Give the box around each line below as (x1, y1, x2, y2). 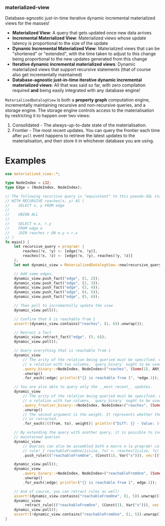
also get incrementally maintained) (12, 72, 82, 78)
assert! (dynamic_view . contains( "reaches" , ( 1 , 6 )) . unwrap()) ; (14, 321, 144, 326)
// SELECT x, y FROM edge (5, 203, 65, 208)
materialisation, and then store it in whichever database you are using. (12, 138, 154, 144)
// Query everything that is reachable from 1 (14, 348, 111, 353)
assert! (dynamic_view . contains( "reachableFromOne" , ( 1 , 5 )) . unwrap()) (14, 493, 162, 498)
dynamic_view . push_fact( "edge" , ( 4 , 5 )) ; (14, 290, 100, 295)
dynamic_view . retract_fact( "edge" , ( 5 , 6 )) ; (14, 334, 107, 340)
